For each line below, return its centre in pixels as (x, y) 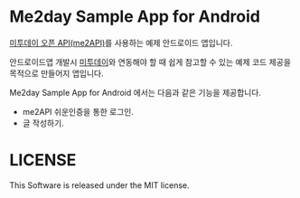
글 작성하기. (43, 123)
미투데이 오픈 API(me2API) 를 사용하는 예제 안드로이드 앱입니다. (121, 42)
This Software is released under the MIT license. (99, 185)
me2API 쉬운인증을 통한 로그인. (78, 111)
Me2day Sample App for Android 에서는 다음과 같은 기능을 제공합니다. (136, 92)
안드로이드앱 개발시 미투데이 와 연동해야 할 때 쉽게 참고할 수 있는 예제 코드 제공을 (150, 61)
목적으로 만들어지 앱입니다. (56, 73)
